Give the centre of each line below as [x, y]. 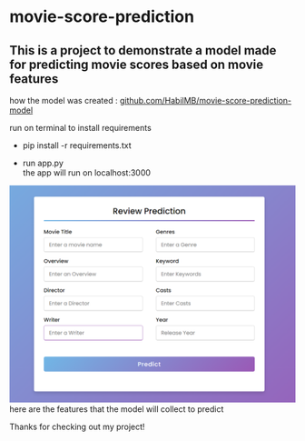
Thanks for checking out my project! [77, 426]
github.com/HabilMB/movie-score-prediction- [206, 100]
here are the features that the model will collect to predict [117, 409]
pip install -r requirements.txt [77, 145]
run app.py [43, 163]
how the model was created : [64, 100]
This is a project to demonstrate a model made [143, 50]
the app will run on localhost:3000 [87, 173]
